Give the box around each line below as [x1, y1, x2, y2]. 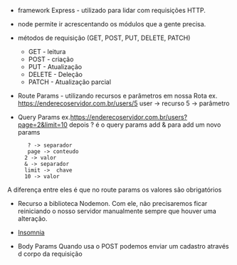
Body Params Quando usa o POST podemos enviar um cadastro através [17, 242, 229, 250]
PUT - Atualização [28, 63, 83, 71]
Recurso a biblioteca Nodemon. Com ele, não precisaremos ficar [17, 199, 208, 207]
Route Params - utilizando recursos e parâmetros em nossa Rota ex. [17, 92, 218, 100]
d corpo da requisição [17, 249, 83, 258]
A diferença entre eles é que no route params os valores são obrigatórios [7, 185, 222, 194]
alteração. [17, 214, 48, 223]
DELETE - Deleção [28, 71, 83, 78]
